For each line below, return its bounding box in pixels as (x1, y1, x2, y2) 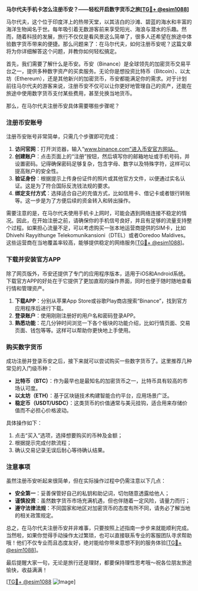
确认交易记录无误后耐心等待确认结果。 (14, 446, 108, 454)
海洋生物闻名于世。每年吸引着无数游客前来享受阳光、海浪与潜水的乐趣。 (6, 26, 181, 32)
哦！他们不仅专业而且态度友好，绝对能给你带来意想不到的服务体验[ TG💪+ (6, 539, 182, 546)
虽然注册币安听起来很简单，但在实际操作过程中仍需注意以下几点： (6, 477, 166, 484)
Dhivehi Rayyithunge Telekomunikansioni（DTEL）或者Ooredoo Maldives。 (6, 232, 189, 239)
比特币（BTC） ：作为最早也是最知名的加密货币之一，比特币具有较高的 (14, 377, 183, 384)
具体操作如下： (6, 419, 42, 426)
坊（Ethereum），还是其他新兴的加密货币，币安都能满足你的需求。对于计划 (6, 75, 187, 82)
